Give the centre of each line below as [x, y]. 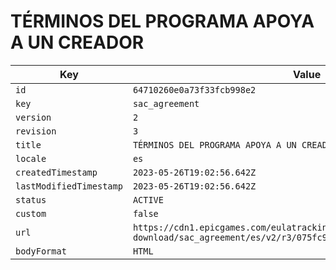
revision [36, 131]
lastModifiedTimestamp [69, 186]
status [31, 199]
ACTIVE [148, 199]
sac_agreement [166, 103]
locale [31, 158]
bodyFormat [41, 251]
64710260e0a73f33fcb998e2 [194, 89]
